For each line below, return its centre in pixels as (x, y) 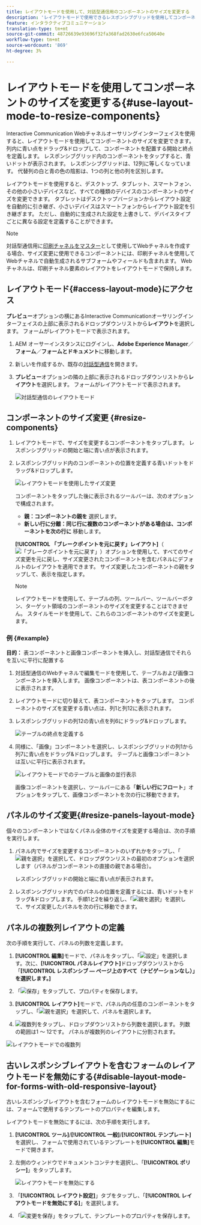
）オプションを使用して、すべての (142, 552)
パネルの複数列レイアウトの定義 (65, 927)
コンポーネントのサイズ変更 (58, 417)
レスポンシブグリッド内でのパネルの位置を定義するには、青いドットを (102, 892)
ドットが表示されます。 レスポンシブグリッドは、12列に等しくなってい (98, 163)
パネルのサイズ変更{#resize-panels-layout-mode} (100, 815)
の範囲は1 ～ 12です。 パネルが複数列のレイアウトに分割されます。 (97, 1032)
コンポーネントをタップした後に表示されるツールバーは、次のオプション (104, 496)
